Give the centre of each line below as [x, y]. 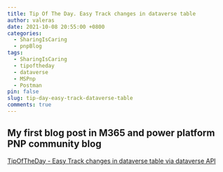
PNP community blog [54, 144]
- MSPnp [25, 79]
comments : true [29, 105]
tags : [15, 53]
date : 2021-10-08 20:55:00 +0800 [56, 27]
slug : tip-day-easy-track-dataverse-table [70, 99]
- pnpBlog [28, 46]
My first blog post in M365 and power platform [111, 133]
